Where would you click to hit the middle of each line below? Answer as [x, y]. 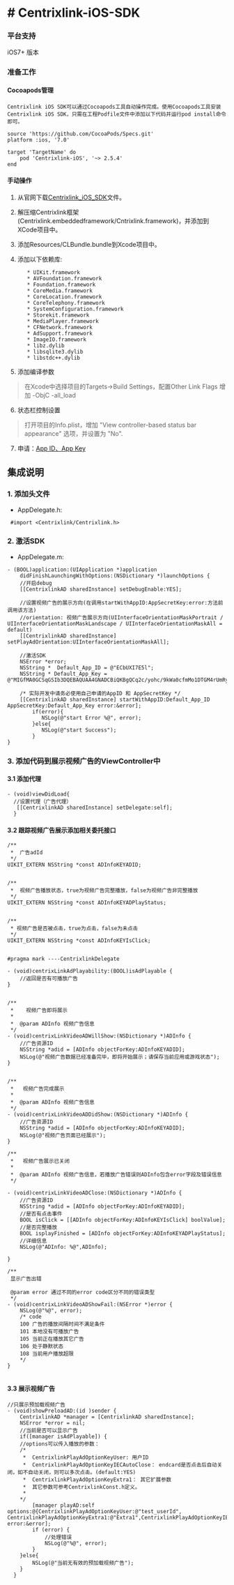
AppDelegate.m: [40, 556]
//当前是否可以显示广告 [49, 1431]
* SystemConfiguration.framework [75, 309]
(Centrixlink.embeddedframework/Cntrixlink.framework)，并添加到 [113, 220]
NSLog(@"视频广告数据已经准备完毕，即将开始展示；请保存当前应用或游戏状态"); [120, 1057]
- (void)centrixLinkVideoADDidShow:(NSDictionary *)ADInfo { [98, 1115]
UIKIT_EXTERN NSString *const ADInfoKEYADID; [74, 865]
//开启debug [36, 583]
